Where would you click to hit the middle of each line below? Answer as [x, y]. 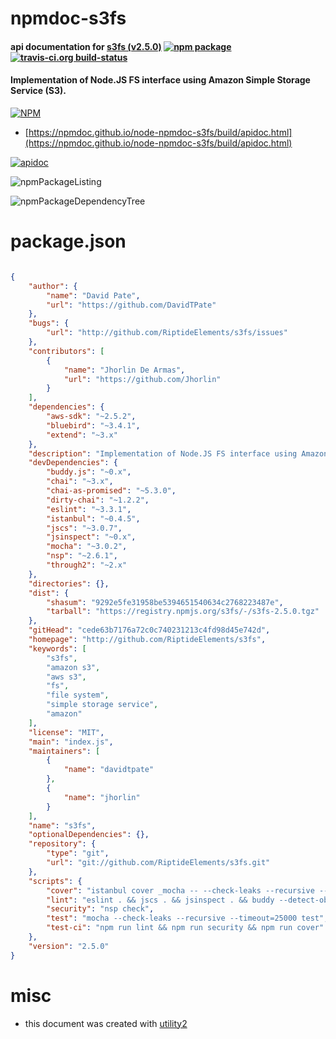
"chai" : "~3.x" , [80, 482]
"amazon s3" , [73, 667]
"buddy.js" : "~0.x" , [89, 472]
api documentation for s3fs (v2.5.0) [86, 46]
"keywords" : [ [57, 648]
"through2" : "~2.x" [87, 565]
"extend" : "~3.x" [82, 435]
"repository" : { [62, 844]
